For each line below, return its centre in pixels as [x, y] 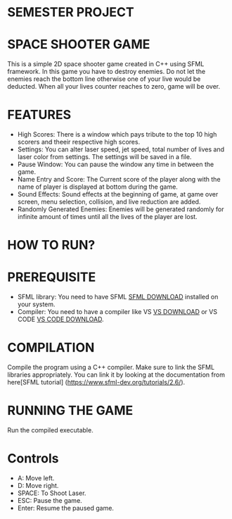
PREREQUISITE [52, 277]
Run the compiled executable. [50, 430]
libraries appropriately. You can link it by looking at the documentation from [116, 375]
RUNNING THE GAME [70, 411]
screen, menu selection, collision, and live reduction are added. [109, 202]
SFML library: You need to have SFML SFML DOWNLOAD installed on [118, 297]
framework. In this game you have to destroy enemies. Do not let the [107, 72]
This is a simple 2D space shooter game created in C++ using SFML [106, 64]
